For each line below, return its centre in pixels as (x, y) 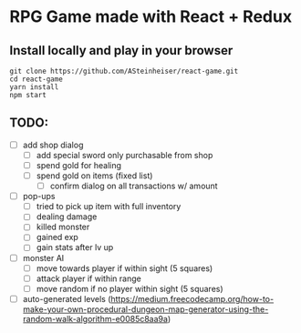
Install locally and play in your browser (121, 50)
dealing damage (67, 217)
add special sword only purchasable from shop (125, 155)
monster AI (43, 257)
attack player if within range (88, 278)
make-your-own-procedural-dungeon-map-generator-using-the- (145, 309)
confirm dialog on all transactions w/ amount (134, 186)
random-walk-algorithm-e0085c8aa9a (95, 318)
